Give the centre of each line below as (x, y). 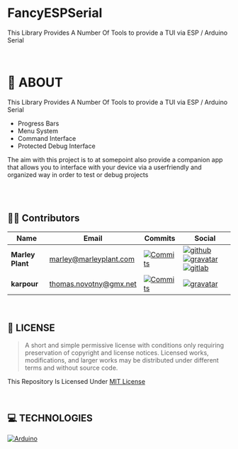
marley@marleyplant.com (92, 258)
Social (205, 238)
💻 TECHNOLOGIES (50, 418)
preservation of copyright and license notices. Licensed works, (117, 353)
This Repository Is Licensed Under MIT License (76, 381)
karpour (25, 283)
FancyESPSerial (55, 13)
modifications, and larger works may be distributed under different (122, 360)
